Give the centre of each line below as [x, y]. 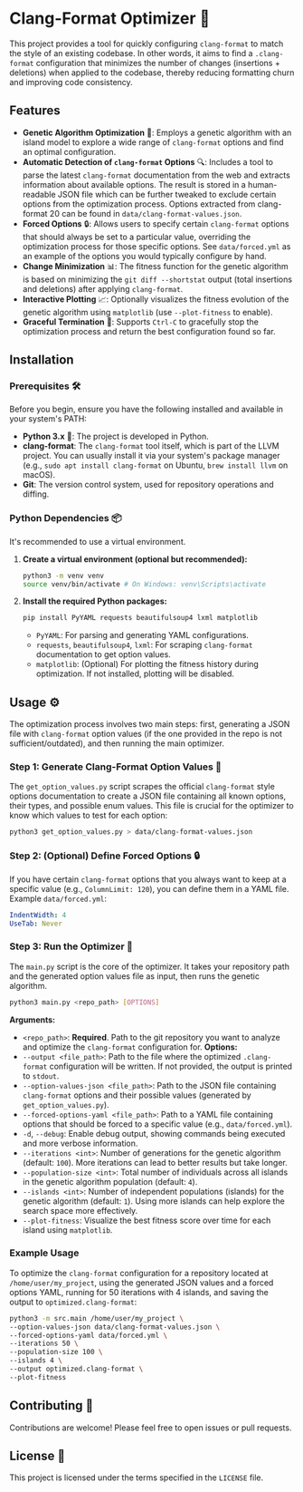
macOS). [39, 475]
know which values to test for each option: [89, 816]
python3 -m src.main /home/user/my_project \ [96, 1318]
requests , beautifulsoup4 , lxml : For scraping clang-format [144, 645]
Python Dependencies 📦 [66, 518]
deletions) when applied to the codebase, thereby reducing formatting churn [152, 73]
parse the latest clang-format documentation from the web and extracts [156, 175]
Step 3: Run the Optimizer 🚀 [71, 946]
